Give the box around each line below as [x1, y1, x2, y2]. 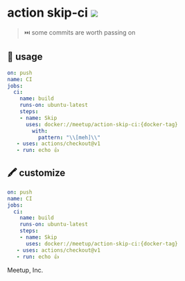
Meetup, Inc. [7, 266, 44, 274]
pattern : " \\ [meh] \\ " [37, 134, 100, 141]
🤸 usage [7, 51, 43, 63]
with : [32, 127, 49, 135]
